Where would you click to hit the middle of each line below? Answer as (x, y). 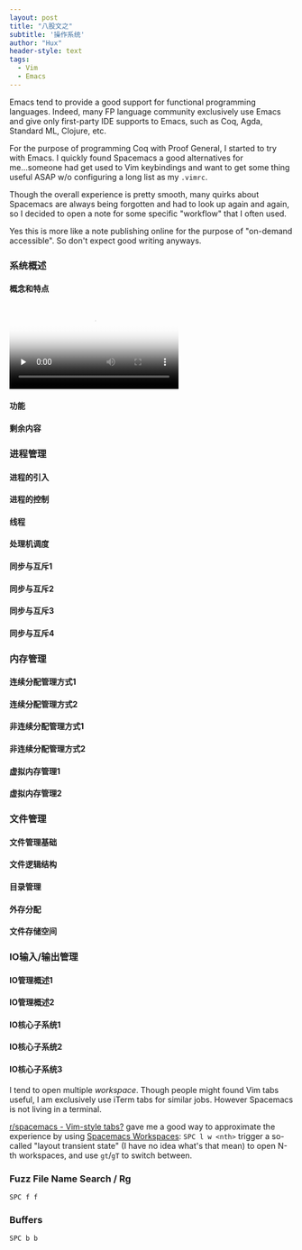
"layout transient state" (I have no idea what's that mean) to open (155, 1145)
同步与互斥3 (32, 611)
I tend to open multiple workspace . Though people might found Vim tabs (144, 1090)
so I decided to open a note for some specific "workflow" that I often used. (148, 214)
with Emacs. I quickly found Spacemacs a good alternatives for (126, 158)
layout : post (34, 18)
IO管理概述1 (31, 980)
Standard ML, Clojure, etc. (58, 131)
